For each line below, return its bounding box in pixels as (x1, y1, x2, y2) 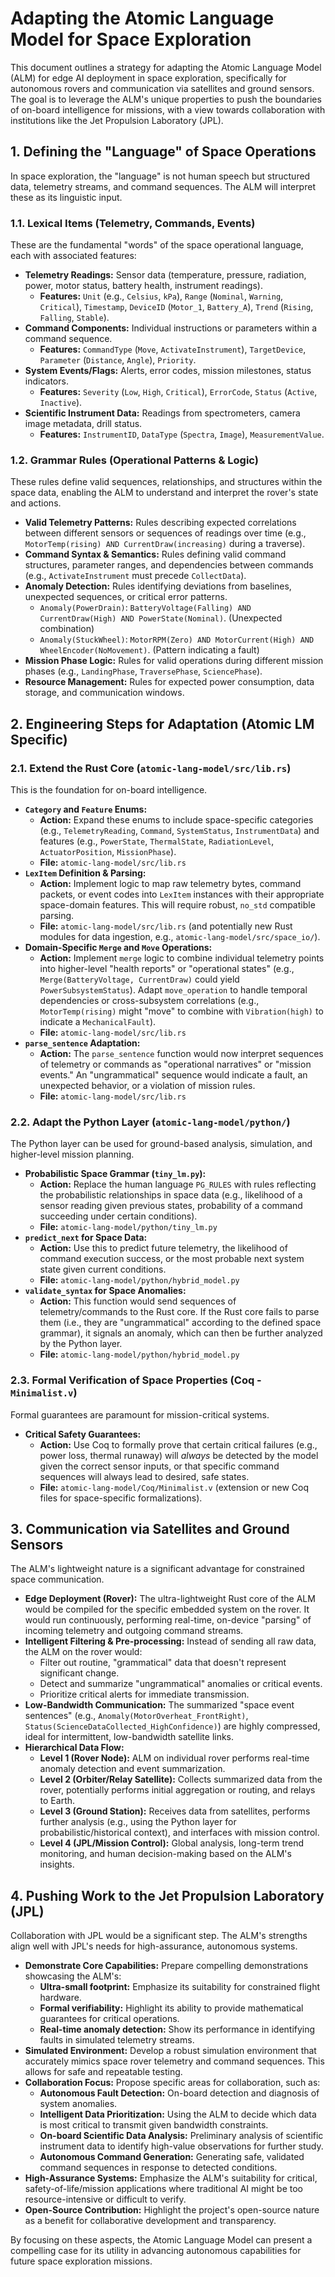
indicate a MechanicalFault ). (39, 1016, 157, 1028)
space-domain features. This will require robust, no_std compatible (39, 899, 316, 911)
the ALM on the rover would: (24, 1646, 143, 1658)
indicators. (24, 375, 69, 387)
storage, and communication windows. (24, 687, 185, 699)
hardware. (39, 1992, 82, 2004)
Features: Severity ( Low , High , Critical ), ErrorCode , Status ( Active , (39, 386, 318, 398)
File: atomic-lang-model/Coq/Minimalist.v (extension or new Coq (39, 1481, 310, 1493)
